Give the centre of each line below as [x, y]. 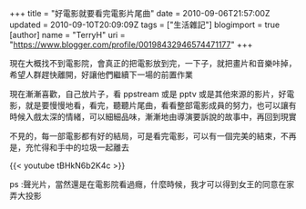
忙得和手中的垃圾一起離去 [81, 147]
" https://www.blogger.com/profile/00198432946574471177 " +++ [131, 45]
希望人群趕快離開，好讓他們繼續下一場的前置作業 [101, 75]
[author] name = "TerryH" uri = [67, 35]
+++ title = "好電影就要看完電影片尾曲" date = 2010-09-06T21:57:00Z [140, 13]
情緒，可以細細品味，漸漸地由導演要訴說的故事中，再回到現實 [181, 117]
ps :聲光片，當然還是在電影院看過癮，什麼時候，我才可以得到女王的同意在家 [152, 184]
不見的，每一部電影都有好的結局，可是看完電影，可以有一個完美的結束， [145, 136]
